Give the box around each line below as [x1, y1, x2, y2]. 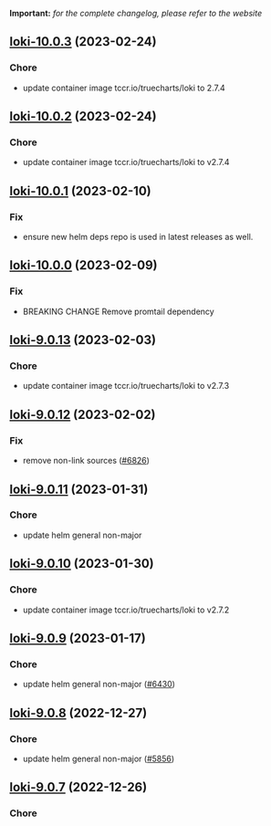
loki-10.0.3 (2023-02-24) [9, 34, 157, 49]
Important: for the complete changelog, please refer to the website [9, 8, 263, 18]
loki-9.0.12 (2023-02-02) [9, 406, 157, 423]
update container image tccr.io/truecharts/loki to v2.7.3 [22, 381, 230, 392]
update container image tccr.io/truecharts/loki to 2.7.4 [22, 82, 225, 93]
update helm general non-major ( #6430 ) [22, 679, 176, 690]
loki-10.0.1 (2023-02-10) [9, 183, 152, 199]
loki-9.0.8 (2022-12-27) [9, 705, 148, 720]
